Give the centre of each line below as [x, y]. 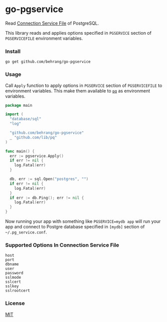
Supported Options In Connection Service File [62, 245]
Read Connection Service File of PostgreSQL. [52, 23]
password [14, 273]
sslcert [13, 282]
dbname [12, 264]
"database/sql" [26, 119]
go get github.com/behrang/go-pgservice [48, 62]
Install [13, 51]
